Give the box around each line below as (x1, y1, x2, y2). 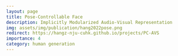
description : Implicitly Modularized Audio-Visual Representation (6, 19, 173, 25)
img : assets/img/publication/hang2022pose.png (6, 24, 123, 31)
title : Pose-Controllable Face (6, 14, 83, 20)
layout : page (6, 8, 38, 15)
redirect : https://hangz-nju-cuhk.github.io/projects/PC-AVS (6, 30, 160, 36)
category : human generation (6, 41, 75, 47)
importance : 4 (6, 36, 41, 41)
